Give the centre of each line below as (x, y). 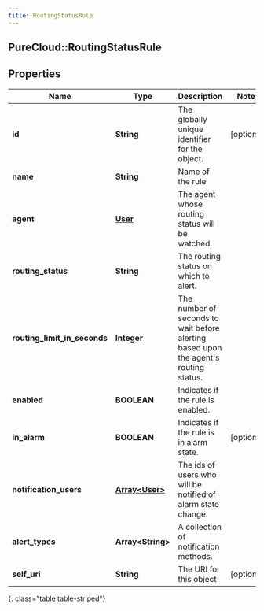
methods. (196, 556)
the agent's (199, 357)
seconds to (199, 318)
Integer (129, 338)
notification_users (47, 489)
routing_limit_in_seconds (60, 338)
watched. (195, 243)
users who (197, 475)
